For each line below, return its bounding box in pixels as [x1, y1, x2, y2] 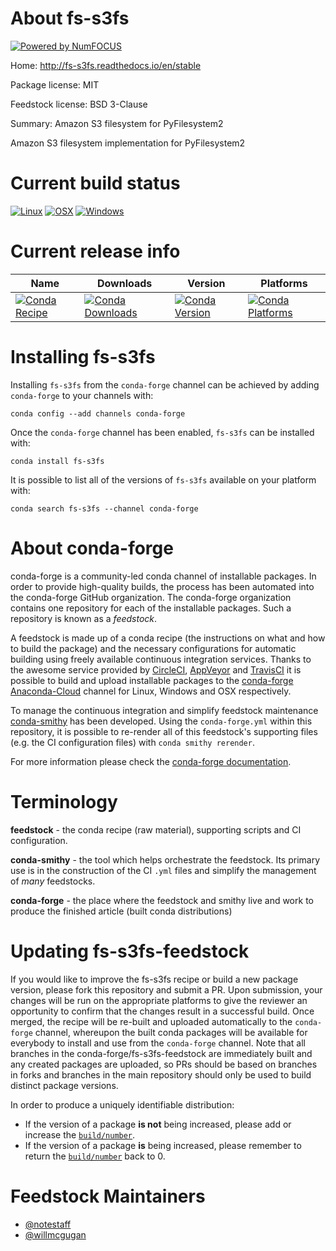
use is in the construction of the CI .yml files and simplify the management [10, 864, 317, 876]
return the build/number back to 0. [24, 1150, 166, 1162]
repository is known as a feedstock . [10, 612, 158, 624]
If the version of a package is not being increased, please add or [24, 1118, 292, 1130]
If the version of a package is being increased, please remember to [24, 1139, 302, 1151]
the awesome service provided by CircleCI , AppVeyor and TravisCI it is [10, 663, 302, 676]
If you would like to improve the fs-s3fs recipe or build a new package [10, 973, 299, 985]
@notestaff [24, 1218, 72, 1230]
